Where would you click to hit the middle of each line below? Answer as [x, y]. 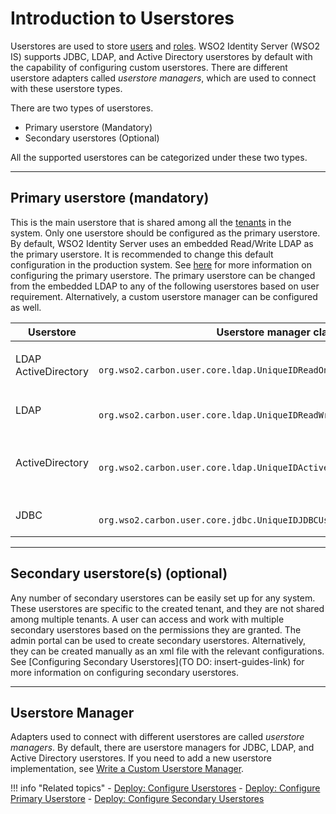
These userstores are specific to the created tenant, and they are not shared [167, 608]
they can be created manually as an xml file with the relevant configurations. [167, 651]
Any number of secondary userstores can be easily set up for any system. [163, 598]
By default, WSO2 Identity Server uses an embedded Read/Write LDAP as [162, 243]
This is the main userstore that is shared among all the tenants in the [151, 222]
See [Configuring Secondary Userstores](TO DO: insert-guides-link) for [157, 661]
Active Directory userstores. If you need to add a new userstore [141, 758]
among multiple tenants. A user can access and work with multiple [147, 619]
